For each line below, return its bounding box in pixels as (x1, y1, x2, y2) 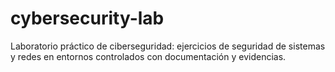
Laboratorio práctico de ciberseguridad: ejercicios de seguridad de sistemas (10, 40, 326, 52)
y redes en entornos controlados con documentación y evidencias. (10, 50, 287, 62)
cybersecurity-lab (10, 7, 165, 30)
